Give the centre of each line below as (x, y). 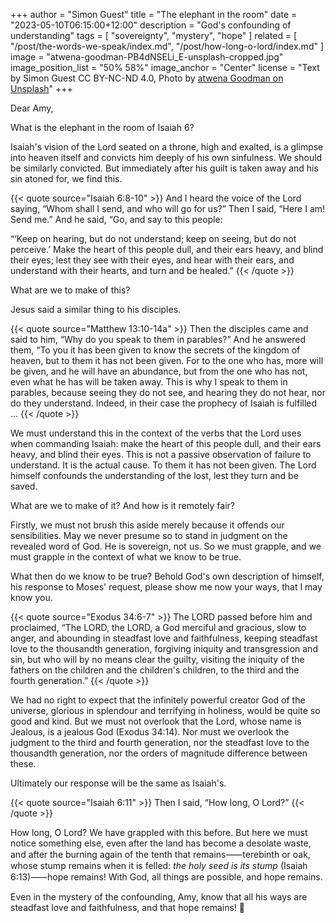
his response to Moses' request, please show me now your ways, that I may (166, 587)
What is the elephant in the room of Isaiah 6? (102, 127)
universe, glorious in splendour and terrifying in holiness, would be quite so (165, 710)
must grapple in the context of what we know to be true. (126, 557)
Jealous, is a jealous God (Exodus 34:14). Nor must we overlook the (150, 732)
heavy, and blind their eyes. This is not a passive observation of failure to (161, 454)
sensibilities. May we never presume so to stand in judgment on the (149, 535)
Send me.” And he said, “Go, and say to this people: (116, 219)
